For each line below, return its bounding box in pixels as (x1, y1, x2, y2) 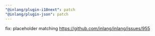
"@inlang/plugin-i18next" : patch (5, 7, 75, 12)
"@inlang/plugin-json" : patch (5, 12, 69, 17)
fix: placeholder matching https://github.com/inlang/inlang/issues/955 (5, 25, 150, 31)
